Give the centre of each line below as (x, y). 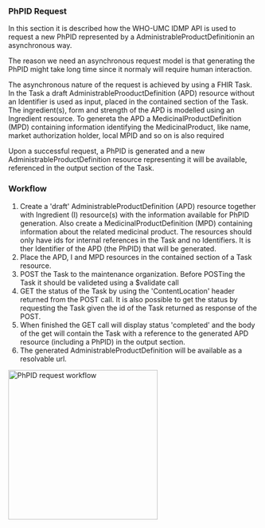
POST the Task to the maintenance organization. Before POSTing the (132, 274)
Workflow (28, 189)
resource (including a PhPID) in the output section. (102, 341)
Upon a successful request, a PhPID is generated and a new (107, 151)
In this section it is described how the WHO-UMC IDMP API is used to (122, 29)
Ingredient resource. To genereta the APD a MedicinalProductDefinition (125, 119)
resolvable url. (43, 359)
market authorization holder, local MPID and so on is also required (116, 136)
